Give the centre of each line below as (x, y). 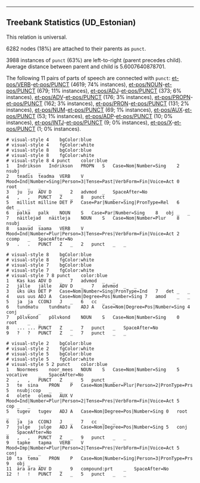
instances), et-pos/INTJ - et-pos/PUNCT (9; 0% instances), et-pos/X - (90, 122)
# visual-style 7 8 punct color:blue (57, 275)
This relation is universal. (37, 37)
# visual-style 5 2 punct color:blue (57, 364)
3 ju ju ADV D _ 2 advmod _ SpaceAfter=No (77, 192)
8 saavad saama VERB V (45, 228)
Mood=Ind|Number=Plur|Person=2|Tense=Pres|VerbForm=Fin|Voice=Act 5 (93, 401)
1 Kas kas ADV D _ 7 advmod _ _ (61, 281)
